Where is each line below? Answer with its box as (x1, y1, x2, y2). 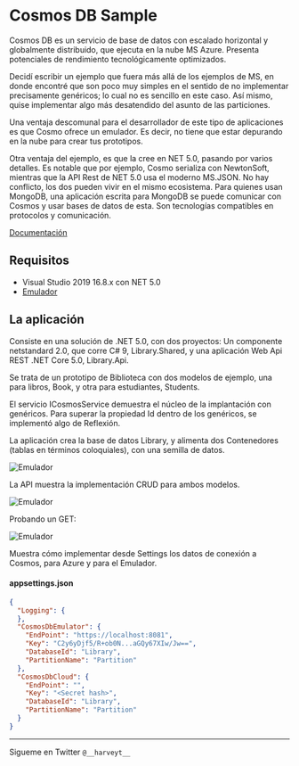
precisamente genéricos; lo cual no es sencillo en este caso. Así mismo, (9, 90, 273, 101)
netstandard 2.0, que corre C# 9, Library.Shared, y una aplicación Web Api (9, 345, 283, 356)
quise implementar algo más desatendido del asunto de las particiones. (9, 99, 271, 110)
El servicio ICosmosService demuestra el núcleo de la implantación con (9, 399, 271, 409)
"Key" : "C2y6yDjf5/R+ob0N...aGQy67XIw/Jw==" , (25, 639, 198, 648)
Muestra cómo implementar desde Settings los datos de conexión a (9, 548, 257, 558)
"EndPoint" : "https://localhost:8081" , (25, 630, 174, 640)
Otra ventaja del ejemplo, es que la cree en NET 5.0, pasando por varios (9, 152, 273, 163)
